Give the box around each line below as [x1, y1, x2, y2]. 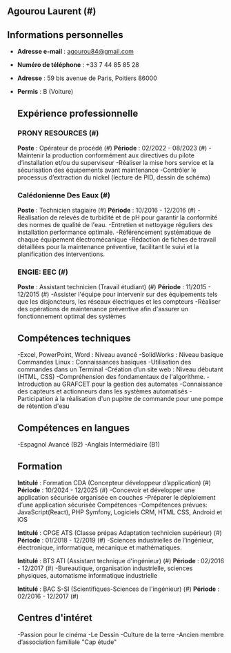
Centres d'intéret [17, 612, 93, 624]
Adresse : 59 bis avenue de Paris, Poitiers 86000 [17, 74, 157, 82]
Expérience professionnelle [17, 107, 139, 119]
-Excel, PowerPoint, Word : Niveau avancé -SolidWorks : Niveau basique [17, 351, 223, 359]
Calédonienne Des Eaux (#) [17, 190, 110, 199]
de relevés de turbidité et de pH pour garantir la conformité [50, 213, 218, 222]
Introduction [17, 380, 52, 389]
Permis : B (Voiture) [17, 88, 74, 96]
